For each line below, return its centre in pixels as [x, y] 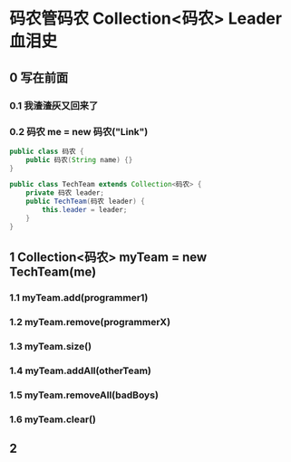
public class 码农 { [47, 151]
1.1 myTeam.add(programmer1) [79, 297]
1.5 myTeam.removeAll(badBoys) [84, 395]
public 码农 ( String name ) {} [79, 159]
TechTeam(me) [53, 272]
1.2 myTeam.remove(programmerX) [90, 322]
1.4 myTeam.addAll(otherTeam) [80, 371]
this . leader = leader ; [85, 210]
